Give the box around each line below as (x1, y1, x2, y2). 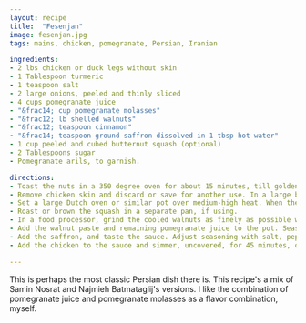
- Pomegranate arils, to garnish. (9, 156, 141, 166)
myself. (9, 302, 37, 314)
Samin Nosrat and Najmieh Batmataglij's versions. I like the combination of (9, 283, 289, 294)
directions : (9, 173, 55, 182)
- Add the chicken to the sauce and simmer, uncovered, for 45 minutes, (9, 240, 291, 250)
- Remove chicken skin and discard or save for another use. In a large (9, 190, 291, 199)
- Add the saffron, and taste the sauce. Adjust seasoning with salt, (9, 232, 283, 241)
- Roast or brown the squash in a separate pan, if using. (9, 207, 239, 217)
